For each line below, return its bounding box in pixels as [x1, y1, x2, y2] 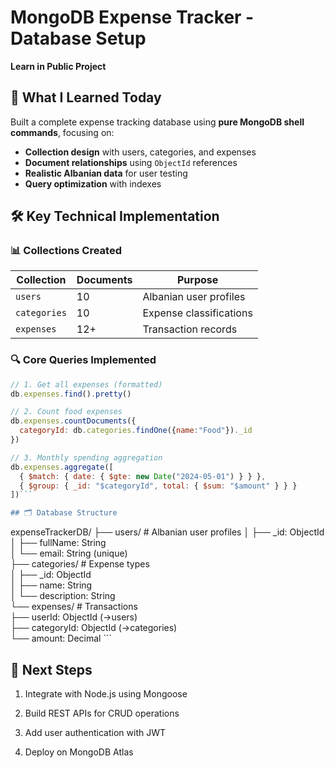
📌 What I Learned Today [10, 89, 162, 106]
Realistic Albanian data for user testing [24, 167, 188, 179]
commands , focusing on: [10, 126, 115, 138]
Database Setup [10, 27, 147, 50]
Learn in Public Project [10, 60, 107, 72]
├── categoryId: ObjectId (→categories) [10, 622, 178, 634]
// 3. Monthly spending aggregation [10, 452, 163, 463]
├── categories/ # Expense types [10, 558, 150, 570]
